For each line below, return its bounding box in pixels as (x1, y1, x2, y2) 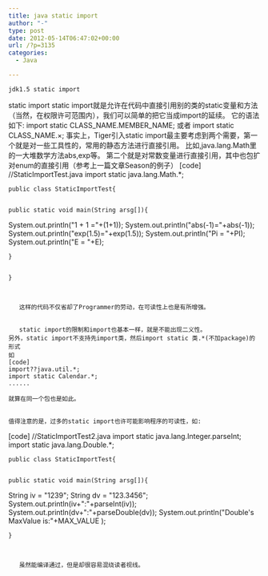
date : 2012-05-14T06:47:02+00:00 (8, 34, 120, 42)
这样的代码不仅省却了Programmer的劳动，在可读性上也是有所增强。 (18, 303, 210, 311)
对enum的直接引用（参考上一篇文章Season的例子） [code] (8, 160, 202, 170)
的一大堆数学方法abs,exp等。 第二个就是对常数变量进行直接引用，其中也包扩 (8, 150, 261, 160)
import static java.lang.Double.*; (8, 440, 114, 449)
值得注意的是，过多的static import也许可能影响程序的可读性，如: (8, 417, 202, 425)
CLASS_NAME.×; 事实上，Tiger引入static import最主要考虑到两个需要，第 (8, 130, 251, 140)
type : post (8, 26, 45, 34)
